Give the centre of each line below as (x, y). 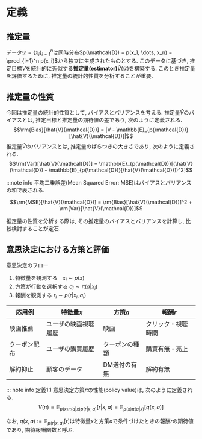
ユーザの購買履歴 (70, 349)
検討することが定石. (36, 229)
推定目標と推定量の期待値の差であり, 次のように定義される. (109, 120)
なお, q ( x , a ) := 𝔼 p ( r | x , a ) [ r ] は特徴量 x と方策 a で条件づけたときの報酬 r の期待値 (100, 422)
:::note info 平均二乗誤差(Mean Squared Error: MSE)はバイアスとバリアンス (99, 183)
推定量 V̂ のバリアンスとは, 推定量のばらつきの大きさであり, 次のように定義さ (100, 147)
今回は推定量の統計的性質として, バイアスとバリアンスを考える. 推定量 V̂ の (98, 113)
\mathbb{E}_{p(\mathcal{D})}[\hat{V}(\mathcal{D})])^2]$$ (121, 170)
